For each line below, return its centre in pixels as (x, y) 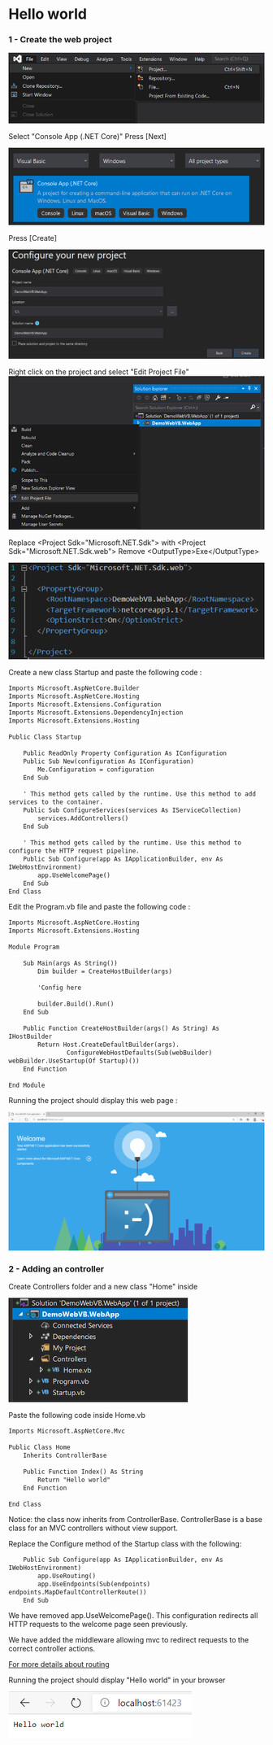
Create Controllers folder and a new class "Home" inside (103, 1287)
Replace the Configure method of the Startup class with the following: (125, 1544)
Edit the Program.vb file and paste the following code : (100, 906)
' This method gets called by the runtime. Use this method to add (139, 794)
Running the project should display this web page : (93, 1100)
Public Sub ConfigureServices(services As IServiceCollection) (132, 810)
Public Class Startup (45, 737)
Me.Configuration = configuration (96, 770)
